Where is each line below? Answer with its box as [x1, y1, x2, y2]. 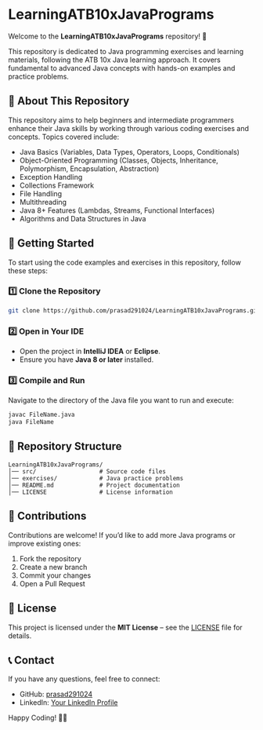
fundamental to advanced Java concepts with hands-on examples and [8, 63, 236, 72]
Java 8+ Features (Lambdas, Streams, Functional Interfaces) [19, 206, 215, 215]
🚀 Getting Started [8, 237, 95, 250]
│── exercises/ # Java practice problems [8, 474, 184, 482]
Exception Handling [19, 172, 83, 181]
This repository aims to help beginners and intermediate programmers [8, 115, 235, 125]
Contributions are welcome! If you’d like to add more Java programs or [8, 530, 236, 539]
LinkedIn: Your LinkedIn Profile [19, 698, 118, 707]
